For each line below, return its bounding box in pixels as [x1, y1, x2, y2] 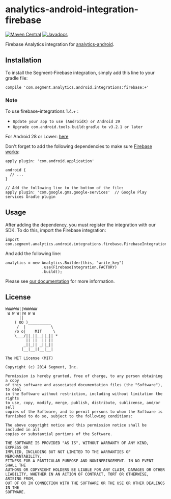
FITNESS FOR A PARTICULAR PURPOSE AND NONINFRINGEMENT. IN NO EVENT [5, 458, 154, 463]
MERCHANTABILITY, [5, 454, 42, 459]
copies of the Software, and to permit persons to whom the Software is [5, 409, 163, 414]
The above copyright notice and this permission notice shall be [5, 422, 147, 428]
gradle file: [5, 75, 28, 81]
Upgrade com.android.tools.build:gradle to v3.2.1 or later [12, 124, 143, 130]
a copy [5, 378, 19, 383]
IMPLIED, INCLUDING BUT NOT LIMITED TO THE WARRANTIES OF [5, 449, 131, 455]
